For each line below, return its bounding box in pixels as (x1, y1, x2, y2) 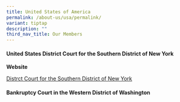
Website (6, 63, 28, 71)
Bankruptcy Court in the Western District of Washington (6, 89, 150, 96)
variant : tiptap (6, 20, 47, 26)
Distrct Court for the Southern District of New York (6, 75, 132, 82)
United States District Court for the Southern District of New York (6, 49, 174, 57)
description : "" (6, 25, 47, 32)
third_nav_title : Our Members (6, 31, 83, 37)
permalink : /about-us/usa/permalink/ (6, 14, 102, 21)
